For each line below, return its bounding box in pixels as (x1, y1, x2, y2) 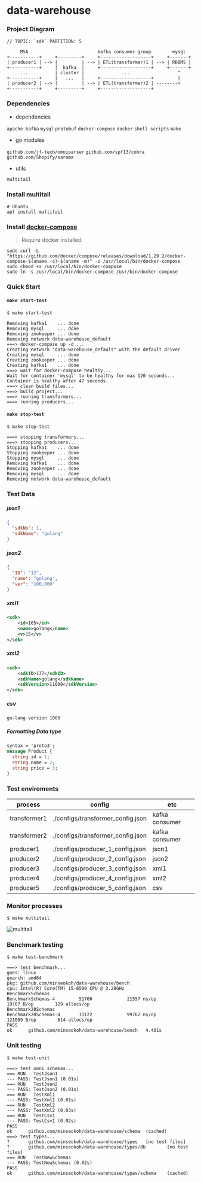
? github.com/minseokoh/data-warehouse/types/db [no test (7, 1144, 188, 1150)
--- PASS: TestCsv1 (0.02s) (7, 1117, 77, 1124)
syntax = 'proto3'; (7, 743, 55, 749)
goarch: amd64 (7, 975, 42, 982)
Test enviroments (7, 785, 59, 793)
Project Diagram (7, 25, 55, 34)
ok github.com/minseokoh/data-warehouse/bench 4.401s (7, 1028, 162, 1034)
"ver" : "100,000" (12, 581, 55, 587)
